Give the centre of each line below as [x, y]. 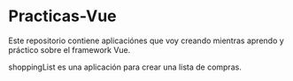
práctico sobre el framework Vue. [69, 49]
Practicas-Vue [62, 16]
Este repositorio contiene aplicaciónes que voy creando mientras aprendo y [146, 40]
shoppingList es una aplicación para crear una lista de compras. [125, 67]
